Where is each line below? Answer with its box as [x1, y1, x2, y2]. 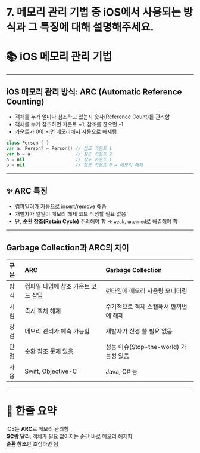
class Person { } [6, 140, 49, 146]
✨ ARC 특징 [6, 186, 48, 196]
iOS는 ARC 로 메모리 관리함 [6, 425, 69, 432]
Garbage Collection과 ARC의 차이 [6, 243, 129, 253]
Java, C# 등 [105, 367, 138, 375]
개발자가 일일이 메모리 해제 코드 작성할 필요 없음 [14, 210, 126, 218]
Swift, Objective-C [24, 367, 77, 375]
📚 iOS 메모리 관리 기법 [6, 50, 112, 63]
